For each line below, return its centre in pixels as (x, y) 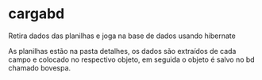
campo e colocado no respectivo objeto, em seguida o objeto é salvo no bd (132, 59)
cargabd (37, 14)
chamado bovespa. (40, 67)
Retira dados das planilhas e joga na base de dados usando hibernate (122, 36)
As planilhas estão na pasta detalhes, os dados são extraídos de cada (122, 51)
